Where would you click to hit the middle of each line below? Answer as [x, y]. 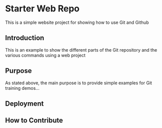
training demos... [22, 88]
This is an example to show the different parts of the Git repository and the [81, 50]
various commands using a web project [45, 55]
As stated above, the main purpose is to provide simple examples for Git [79, 83]
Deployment [25, 103]
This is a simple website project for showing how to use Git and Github [77, 22]
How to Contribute [34, 120]
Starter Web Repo [42, 9]
